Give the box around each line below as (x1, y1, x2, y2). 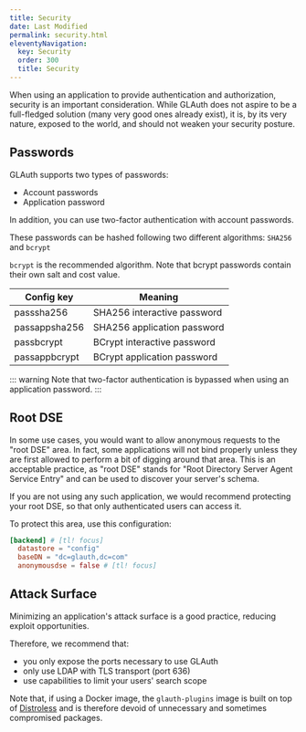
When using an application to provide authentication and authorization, (9, 89, 277, 100)
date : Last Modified (9, 22, 89, 31)
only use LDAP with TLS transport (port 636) (22, 665, 191, 676)
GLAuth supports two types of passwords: (9, 169, 169, 180)
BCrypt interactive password (92, 335, 216, 348)
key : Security (17, 47, 71, 57)
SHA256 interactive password (92, 306, 223, 319)
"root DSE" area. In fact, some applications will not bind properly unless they (9, 444, 298, 455)
